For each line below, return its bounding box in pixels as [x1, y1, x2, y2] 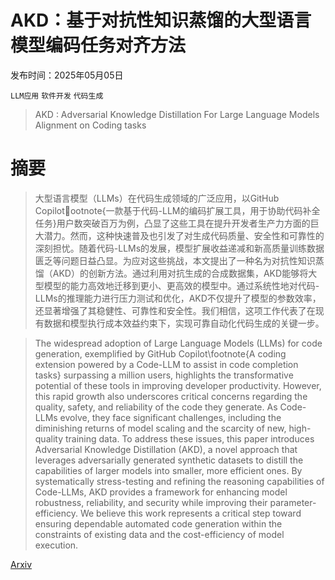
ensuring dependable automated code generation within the [34, 517, 283, 530]
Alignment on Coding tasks [34, 119, 147, 131]
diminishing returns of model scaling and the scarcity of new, [34, 422, 287, 434]
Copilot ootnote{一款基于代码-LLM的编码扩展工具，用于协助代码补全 [34, 204, 321, 216]
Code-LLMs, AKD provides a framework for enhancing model [34, 486, 288, 498]
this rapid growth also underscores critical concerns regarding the [34, 390, 308, 402]
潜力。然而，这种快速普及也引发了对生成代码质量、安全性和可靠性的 [43, 229, 325, 241]
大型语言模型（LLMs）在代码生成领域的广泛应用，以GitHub [34, 192, 280, 204]
